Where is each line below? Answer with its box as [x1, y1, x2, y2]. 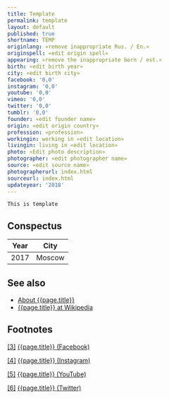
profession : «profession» [7, 129, 83, 136]
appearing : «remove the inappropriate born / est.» [7, 57, 162, 64]
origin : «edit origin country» [7, 122, 99, 129]
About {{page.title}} [17, 296, 75, 304]
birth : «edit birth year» [7, 63, 83, 70]
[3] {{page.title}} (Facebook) [7, 342, 90, 351]
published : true [7, 30, 55, 37]
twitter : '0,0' [7, 103, 52, 110]
